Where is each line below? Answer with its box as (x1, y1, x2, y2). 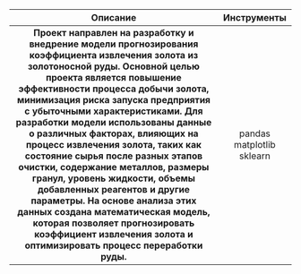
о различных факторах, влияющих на (28, 127, 199, 140)
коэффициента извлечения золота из (29, 49, 199, 61)
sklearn (238, 150, 271, 162)
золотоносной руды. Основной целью (27, 60, 200, 73)
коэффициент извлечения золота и (34, 228, 194, 240)
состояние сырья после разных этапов (24, 150, 203, 162)
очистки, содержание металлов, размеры (18, 161, 210, 173)
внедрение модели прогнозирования (29, 38, 199, 50)
